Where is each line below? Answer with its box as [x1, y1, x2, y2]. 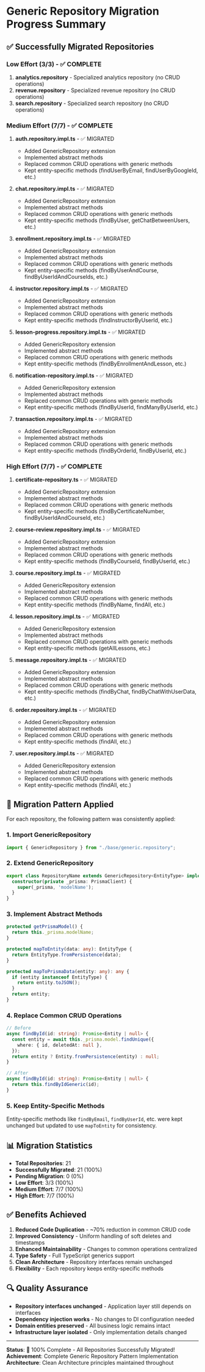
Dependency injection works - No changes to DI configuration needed [15, 1315, 195, 1323]
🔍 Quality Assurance [6, 1283, 88, 1294]
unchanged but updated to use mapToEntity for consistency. [6, 1122, 157, 1129]
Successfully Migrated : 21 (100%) [15, 1166, 103, 1173]
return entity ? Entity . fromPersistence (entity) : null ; [12, 1054, 160, 1060]
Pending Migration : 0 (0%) [15, 1173, 84, 1180]
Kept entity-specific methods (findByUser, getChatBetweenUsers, [24, 217, 190, 224]
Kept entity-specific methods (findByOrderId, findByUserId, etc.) [24, 447, 187, 454]
